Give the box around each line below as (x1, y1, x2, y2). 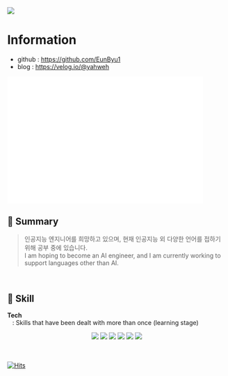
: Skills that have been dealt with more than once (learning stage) (12, 319, 199, 327)
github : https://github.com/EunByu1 (17, 55, 121, 63)
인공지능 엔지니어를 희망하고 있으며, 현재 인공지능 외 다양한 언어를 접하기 (24, 235, 221, 243)
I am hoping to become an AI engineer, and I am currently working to (24, 251, 221, 260)
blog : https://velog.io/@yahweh (17, 62, 110, 70)
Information (7, 32, 76, 48)
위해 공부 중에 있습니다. (24, 243, 88, 252)
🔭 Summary (7, 216, 59, 227)
